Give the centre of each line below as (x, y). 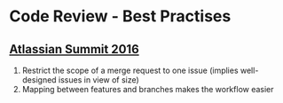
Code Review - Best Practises (120, 16)
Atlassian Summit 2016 (74, 49)
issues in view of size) (98, 80)
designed (39, 80)
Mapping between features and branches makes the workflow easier (148, 89)
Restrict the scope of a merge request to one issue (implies (130, 70)
